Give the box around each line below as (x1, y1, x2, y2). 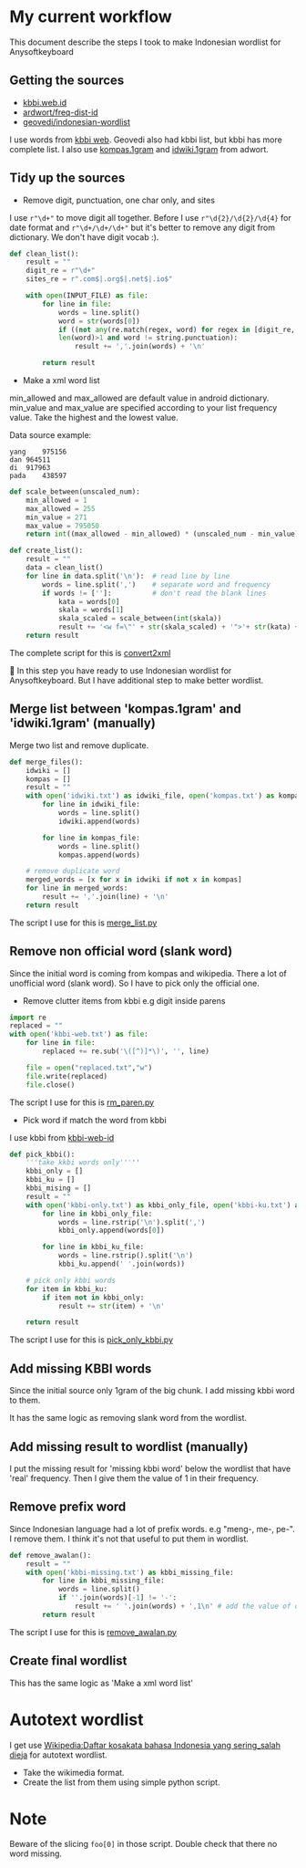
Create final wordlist (9, 1654, 127, 1669)
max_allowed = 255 (25, 504, 96, 513)
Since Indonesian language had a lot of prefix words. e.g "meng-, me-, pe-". (9, 1523, 296, 1534)
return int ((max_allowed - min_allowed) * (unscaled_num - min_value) (25, 529, 300, 539)
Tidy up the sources (9, 171, 126, 186)
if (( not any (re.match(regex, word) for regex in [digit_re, (57, 325, 296, 334)
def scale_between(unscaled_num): (9, 487, 141, 496)
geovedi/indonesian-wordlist (22, 116, 130, 127)
